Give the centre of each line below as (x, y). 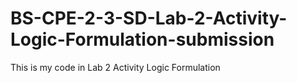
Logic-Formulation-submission (142, 39)
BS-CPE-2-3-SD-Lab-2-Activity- (149, 18)
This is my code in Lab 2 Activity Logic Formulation (115, 67)
